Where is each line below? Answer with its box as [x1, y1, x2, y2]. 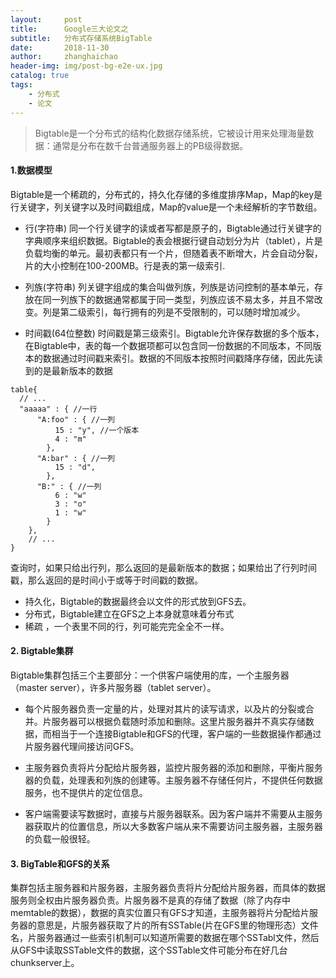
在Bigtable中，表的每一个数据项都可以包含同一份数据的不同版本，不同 [24, 339, 313, 351]
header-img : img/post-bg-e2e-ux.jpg [10, 61, 163, 71]
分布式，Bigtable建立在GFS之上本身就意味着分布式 [24, 607, 235, 620]
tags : [10, 80, 33, 90]
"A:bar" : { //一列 [36, 453, 115, 463]
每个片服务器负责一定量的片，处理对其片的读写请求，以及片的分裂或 [24, 702, 306, 715]
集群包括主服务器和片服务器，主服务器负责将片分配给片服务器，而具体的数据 [10, 882, 326, 894]
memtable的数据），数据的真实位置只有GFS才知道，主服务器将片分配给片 [10, 907, 310, 919]
